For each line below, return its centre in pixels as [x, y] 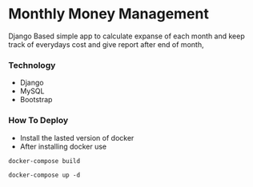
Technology [32, 65]
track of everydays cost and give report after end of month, [106, 44]
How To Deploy [38, 121]
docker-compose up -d [44, 175]
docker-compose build [44, 161]
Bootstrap [36, 100]
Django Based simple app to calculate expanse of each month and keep [127, 36]
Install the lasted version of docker [77, 137]
